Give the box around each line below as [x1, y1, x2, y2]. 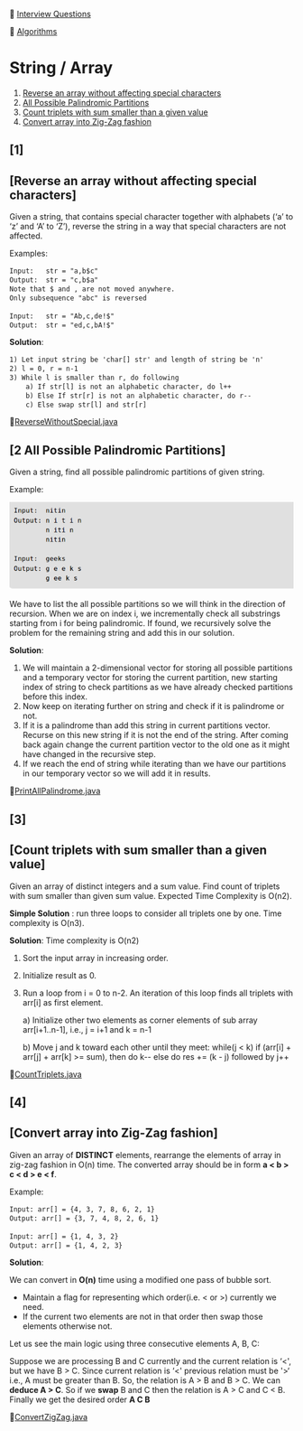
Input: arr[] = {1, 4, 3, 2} [9, 1231, 119, 1241]
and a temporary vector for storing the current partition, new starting [22, 672, 278, 683]
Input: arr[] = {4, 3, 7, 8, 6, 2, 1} [9, 1204, 155, 1214]
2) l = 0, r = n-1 [9, 364, 78, 374]
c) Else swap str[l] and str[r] [25, 400, 147, 410]
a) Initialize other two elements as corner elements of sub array [22, 1015, 259, 1025]
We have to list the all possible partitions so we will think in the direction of [9, 599, 286, 610]
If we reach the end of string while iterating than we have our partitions [22, 759, 287, 770]
